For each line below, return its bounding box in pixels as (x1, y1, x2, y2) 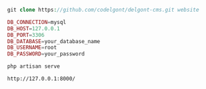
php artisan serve (7, 63, 60, 70)
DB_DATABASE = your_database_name (7, 38, 100, 44)
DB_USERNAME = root (7, 44, 57, 51)
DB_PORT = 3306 (7, 31, 45, 38)
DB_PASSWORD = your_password (7, 51, 85, 58)
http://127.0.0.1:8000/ (7, 75, 76, 82)
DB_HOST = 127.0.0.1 (7, 25, 60, 32)
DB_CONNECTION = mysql (7, 18, 67, 25)
